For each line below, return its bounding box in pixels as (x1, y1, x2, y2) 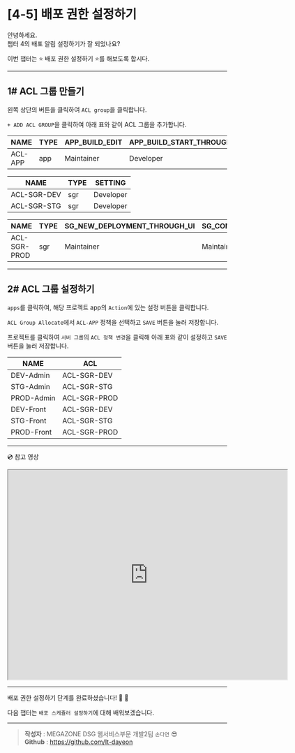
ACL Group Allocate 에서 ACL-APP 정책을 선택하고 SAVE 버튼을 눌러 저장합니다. (7, 318, 218, 326)
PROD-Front (10, 427, 52, 437)
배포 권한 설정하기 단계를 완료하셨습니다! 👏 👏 (7, 693, 129, 702)
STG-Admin (10, 381, 50, 391)
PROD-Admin (10, 393, 56, 402)
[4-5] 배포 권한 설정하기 (7, 6, 137, 22)
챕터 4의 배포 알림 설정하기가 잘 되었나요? (7, 39, 121, 47)
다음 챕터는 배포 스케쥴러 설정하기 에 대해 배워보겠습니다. (7, 708, 155, 717)
